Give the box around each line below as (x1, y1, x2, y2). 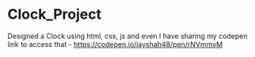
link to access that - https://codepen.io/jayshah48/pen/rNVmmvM (7, 39, 223, 48)
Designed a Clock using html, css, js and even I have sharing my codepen (7, 31, 248, 41)
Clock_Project (7, 5, 102, 23)
